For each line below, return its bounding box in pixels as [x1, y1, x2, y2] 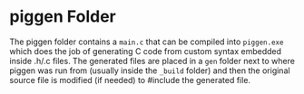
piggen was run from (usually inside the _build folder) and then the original [9, 65, 290, 76]
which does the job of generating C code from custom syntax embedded [9, 45, 282, 56]
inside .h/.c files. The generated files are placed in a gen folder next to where [9, 55, 295, 66]
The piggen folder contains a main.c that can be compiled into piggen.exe [9, 36, 284, 47]
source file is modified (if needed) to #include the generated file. [9, 74, 251, 85]
